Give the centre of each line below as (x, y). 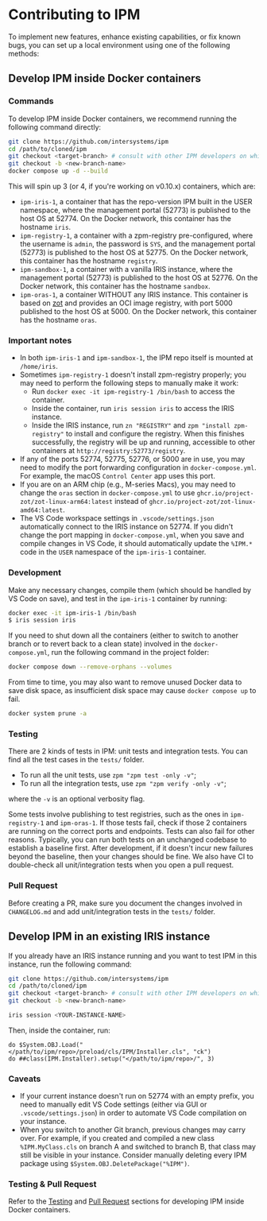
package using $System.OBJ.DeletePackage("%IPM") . (104, 1164)
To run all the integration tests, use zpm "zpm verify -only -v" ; (123, 784)
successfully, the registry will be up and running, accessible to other (143, 442)
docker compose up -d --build (58, 171)
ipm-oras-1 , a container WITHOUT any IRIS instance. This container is (134, 295)
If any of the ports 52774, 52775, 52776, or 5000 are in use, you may (132, 459)
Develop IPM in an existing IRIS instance (109, 937)
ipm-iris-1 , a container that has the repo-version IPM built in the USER (136, 202)
